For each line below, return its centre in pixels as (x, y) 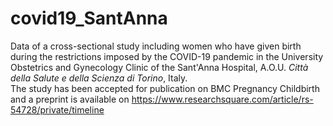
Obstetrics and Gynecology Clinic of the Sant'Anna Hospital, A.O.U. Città (159, 67)
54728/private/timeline (57, 109)
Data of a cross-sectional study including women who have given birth (156, 46)
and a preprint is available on (70, 99)
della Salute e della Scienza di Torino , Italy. (99, 78)
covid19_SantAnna (89, 18)
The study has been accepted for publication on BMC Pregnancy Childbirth (165, 88)
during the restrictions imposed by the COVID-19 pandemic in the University (167, 56)
